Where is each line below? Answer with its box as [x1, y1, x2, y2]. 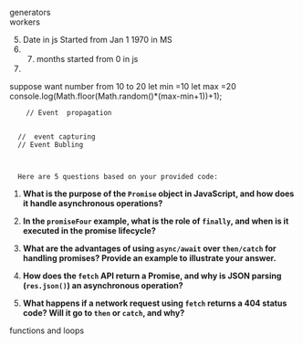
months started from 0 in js [36, 54, 139, 64]
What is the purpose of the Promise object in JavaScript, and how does [22, 188, 295, 199]
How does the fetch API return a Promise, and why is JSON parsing [22, 270, 282, 281]
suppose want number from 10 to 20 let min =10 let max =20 [9, 81, 236, 91]
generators [9, 7, 51, 17]
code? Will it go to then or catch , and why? [22, 308, 185, 318]
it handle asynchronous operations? [22, 198, 163, 208]
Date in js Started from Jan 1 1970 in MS [22, 35, 173, 45]
